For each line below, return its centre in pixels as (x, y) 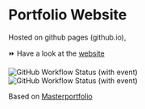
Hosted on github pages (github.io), (67, 37)
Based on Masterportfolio (50, 96)
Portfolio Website (68, 15)
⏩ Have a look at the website (56, 53)
